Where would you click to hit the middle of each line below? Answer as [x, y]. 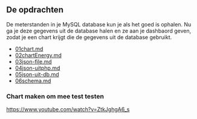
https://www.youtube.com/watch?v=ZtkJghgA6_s [68, 109]
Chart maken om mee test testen [55, 96]
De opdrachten [35, 10]
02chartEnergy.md [38, 55]
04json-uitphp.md [37, 68]
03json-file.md [34, 61]
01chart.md [29, 49]
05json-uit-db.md [37, 74]
